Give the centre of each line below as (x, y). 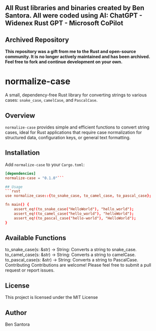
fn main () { (17, 205)
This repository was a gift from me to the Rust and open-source (71, 52)
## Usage (14, 187)
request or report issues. (30, 270)
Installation (22, 153)
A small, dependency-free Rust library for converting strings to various (76, 95)
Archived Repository (37, 40)
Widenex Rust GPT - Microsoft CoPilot (64, 23)
